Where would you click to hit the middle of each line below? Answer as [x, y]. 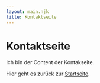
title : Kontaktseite [32, 17]
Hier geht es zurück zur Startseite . [48, 74]
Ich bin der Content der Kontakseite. [50, 62]
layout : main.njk [28, 11]
